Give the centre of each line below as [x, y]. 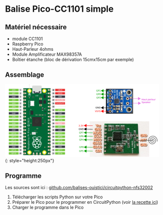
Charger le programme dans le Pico [48, 207]
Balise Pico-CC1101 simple [59, 9]
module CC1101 [27, 39]
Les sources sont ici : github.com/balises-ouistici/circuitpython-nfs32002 [79, 188]
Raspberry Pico [28, 44]
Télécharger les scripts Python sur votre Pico [57, 197]
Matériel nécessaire [36, 27]
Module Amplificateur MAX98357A [47, 54]
